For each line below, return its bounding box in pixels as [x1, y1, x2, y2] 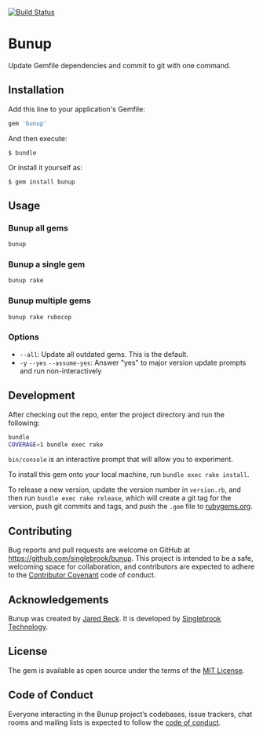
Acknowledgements [8, 593, 109, 606]
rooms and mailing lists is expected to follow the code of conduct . [8, 718, 221, 727]
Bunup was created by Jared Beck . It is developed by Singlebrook [8, 614, 221, 624]
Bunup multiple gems [8, 295, 92, 306]
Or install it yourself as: [8, 162, 82, 172]
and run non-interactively [19, 366, 102, 376]
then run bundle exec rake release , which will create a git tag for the [8, 493, 232, 503]
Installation [8, 83, 64, 97]
